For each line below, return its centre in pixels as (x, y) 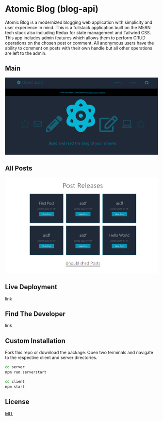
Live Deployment (31, 287)
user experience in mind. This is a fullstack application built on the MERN (78, 27)
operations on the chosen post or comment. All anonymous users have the (80, 43)
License (17, 402)
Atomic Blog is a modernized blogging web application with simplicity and (79, 22)
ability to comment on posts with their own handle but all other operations (79, 48)
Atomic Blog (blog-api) (52, 9)
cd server (15, 367)
